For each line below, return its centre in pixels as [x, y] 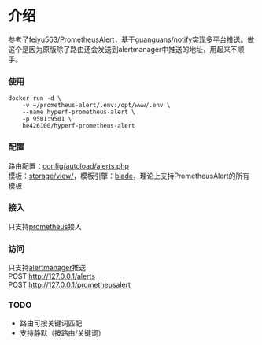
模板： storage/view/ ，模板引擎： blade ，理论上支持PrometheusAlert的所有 [129, 176]
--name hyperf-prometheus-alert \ [79, 112]
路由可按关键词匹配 [51, 323]
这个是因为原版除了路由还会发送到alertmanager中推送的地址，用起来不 [123, 49]
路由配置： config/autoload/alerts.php [69, 165]
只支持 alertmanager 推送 [47, 268]
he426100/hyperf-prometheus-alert [79, 126]
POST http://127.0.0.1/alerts [52, 276]
